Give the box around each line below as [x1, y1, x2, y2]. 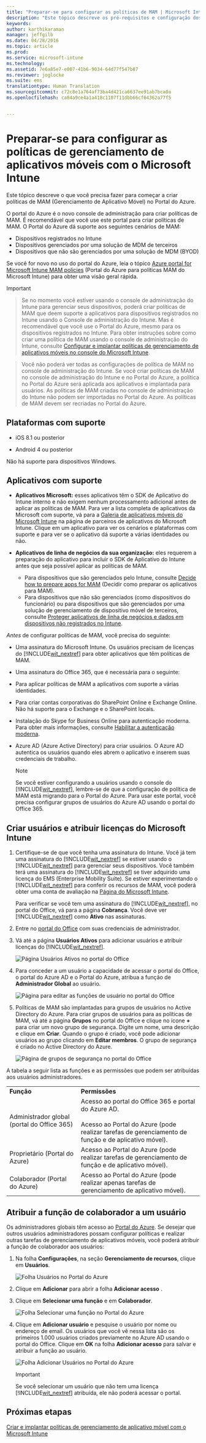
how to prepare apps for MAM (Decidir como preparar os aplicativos [24, 581, 197, 588]
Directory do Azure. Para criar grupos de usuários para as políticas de [15, 1011, 193, 1018]
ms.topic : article [6, 44, 53, 50]
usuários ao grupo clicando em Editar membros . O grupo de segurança [15, 1037, 197, 1044]
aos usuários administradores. [6, 1073, 83, 1081]
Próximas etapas [6, 1407, 72, 1417]
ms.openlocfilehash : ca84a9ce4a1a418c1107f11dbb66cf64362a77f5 [6, 95, 172, 101]
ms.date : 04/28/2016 [6, 37, 59, 44]
